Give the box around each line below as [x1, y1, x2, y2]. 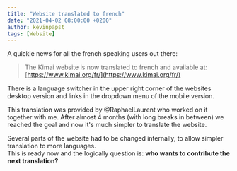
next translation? [7, 157, 59, 165]
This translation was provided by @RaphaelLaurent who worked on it [7, 105, 208, 114]
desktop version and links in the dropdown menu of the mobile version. [7, 92, 214, 100]
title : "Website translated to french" [7, 10, 125, 18]
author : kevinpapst [7, 23, 65, 30]
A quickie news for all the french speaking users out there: [7, 49, 178, 58]
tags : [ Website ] [7, 30, 55, 37]
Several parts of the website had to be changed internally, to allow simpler [7, 134, 224, 143]
